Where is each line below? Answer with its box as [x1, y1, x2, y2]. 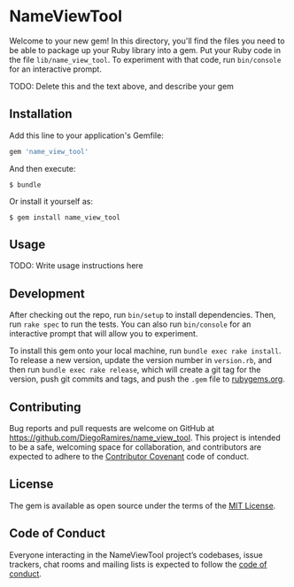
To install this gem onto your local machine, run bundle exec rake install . [9, 345, 282, 356]
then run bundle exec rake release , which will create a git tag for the [9, 365, 261, 375]
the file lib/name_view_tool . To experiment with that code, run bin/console [9, 54, 282, 65]
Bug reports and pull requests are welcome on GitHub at [9, 423, 215, 434]
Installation [9, 106, 73, 121]
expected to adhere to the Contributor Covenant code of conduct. [9, 452, 250, 462]
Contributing [9, 399, 81, 414]
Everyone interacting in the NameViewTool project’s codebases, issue [9, 549, 263, 560]
